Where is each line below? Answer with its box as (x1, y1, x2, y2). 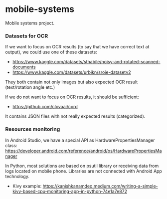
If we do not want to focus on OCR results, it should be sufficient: (5, 94, 139, 100)
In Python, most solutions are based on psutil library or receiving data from (5, 163, 159, 169)
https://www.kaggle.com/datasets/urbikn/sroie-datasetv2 (12, 69, 131, 75)
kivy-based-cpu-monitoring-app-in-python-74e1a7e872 (12, 188, 128, 194)
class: (5, 142, 17, 148)
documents (12, 64, 36, 70)
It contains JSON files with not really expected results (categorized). (5, 113, 146, 119)
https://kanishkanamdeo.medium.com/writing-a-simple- (42, 183, 158, 189)
